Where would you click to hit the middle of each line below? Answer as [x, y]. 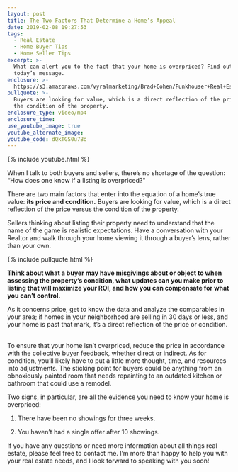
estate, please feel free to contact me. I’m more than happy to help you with [118, 454]
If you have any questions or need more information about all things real [112, 446]
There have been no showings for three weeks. [86, 418]
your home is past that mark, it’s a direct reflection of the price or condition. [118, 325]
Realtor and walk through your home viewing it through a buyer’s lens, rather [119, 238]
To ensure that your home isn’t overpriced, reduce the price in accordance [116, 346]
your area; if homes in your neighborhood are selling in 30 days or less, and [118, 317]
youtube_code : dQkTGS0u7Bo [47, 139]
